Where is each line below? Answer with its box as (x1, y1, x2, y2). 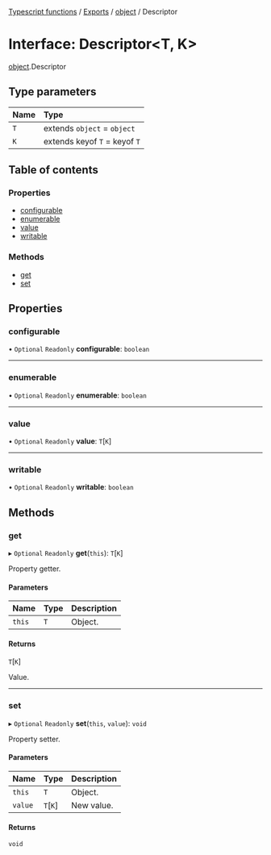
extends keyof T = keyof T (43, 136, 141, 147)
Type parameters (8, 85, 97, 99)
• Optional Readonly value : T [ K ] (8, 436, 112, 446)
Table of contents (8, 163, 98, 177)
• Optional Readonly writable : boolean (8, 482, 135, 492)
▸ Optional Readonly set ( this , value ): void (8, 718, 147, 728)
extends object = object (43, 123, 135, 134)
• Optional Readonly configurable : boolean (8, 344, 150, 354)
